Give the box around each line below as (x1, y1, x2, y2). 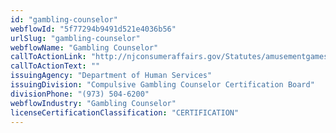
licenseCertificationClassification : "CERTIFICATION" (10, 107, 240, 118)
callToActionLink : (10, 52, 87, 62)
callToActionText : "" (10, 61, 101, 71)
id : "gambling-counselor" (10, 14, 118, 25)
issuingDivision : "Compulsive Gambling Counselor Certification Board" (10, 80, 315, 90)
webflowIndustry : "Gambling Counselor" (10, 98, 177, 108)
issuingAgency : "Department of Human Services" (10, 71, 213, 81)
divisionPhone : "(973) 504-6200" (10, 89, 150, 99)
